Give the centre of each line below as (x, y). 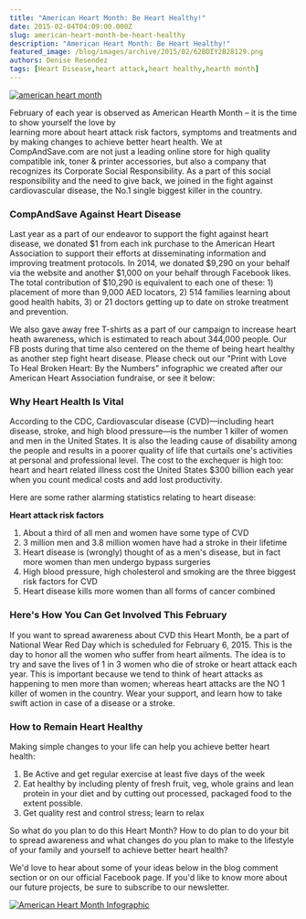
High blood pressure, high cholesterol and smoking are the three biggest (159, 572)
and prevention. (39, 312)
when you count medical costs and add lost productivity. (116, 480)
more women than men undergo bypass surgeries (116, 562)
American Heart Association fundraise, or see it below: (112, 378)
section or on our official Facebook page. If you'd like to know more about (148, 878)
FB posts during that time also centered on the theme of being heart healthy (152, 349)
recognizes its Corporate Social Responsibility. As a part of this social (140, 171)
